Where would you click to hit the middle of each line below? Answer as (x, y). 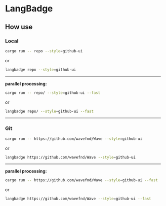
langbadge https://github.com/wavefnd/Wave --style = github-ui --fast (78, 199)
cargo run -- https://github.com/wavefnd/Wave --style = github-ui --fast (82, 180)
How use (19, 27)
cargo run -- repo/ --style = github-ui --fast (53, 93)
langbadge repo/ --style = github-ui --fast (49, 111)
